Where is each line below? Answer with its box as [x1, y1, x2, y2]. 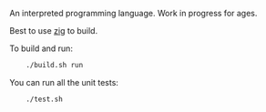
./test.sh [26, 95, 64, 104]
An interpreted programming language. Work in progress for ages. [9, 8, 258, 18]
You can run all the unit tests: [9, 76, 118, 87]
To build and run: [9, 43, 73, 54]
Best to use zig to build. [9, 25, 98, 36]
